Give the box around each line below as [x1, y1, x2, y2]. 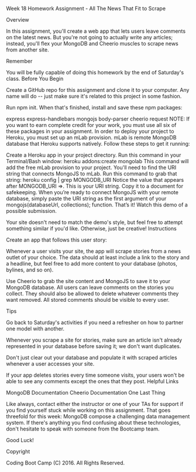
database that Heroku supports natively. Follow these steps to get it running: [6, 140, 190, 147]
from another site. [6, 46, 49, 53]
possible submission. [6, 208, 57, 214]
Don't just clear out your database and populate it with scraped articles [6, 354, 177, 361]
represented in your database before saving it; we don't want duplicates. [6, 343, 181, 350]
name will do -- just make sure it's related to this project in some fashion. [6, 93, 182, 99]
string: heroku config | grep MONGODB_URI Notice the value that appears [6, 177, 184, 183]
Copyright [6, 448, 30, 455]
